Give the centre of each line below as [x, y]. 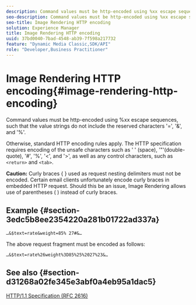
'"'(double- [172, 149]
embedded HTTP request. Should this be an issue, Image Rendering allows [96, 186]
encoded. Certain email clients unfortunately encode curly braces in [88, 180]
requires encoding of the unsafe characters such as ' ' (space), [82, 149]
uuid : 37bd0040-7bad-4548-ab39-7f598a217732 [61, 39]
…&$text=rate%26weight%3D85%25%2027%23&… [57, 255]
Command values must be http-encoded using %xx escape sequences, [92, 119]
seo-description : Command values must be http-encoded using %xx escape [96, 17]
